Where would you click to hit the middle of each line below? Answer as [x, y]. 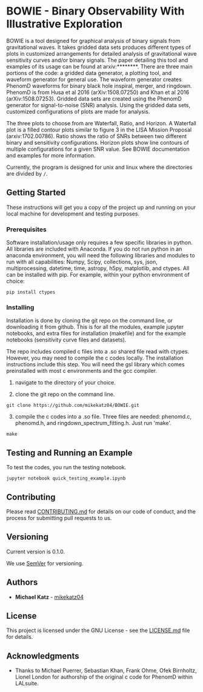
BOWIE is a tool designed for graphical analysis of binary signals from [93, 41]
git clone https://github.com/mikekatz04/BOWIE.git [73, 406]
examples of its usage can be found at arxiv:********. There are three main [99, 66]
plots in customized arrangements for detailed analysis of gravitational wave [101, 53]
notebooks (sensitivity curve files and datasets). [66, 340]
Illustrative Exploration [65, 24]
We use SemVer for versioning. [45, 563]
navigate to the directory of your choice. [65, 383]
